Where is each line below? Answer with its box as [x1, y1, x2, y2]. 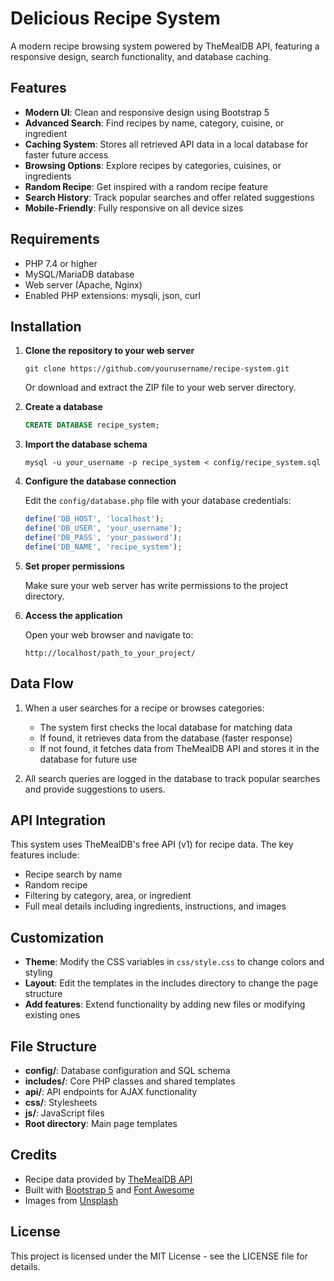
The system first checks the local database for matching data [39, 721, 293, 733]
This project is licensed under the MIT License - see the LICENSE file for [10, 1250, 308, 1262]
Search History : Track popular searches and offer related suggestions [24, 191, 315, 203]
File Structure [10, 1038, 97, 1055]
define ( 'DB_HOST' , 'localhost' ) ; [24, 514, 165, 524]
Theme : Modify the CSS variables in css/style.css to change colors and [24, 956, 325, 968]
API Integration [10, 812, 107, 829]
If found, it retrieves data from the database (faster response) [39, 732, 293, 744]
